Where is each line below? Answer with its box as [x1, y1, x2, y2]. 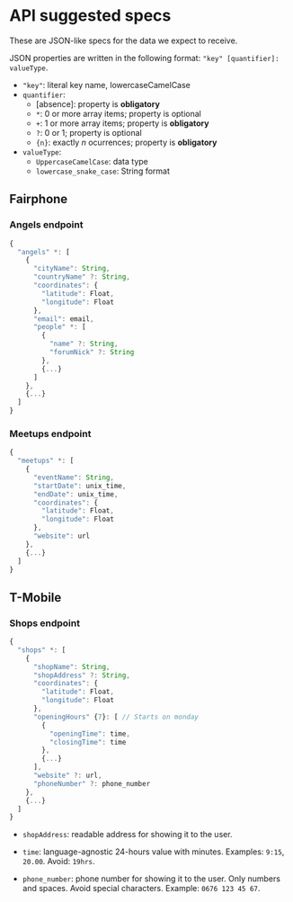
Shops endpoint [9, 617, 81, 630]
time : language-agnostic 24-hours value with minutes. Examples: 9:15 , [22, 846, 285, 857]
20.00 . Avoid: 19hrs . [22, 856, 96, 867]
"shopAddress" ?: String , [32, 671, 130, 680]
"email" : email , [32, 314, 94, 324]
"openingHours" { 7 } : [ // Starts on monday [32, 712, 200, 721]
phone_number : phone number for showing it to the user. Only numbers [22, 873, 281, 884]
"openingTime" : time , [49, 729, 130, 738]
